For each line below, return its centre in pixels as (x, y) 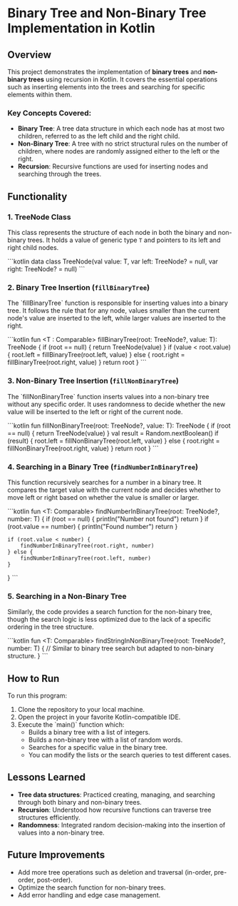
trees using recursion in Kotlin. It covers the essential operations (123, 79)
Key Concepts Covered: (50, 113)
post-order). (55, 880)
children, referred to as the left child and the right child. (99, 136)
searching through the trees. (59, 174)
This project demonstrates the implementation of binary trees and (104, 72)
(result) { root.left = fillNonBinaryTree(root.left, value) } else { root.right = (114, 441)
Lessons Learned (46, 777)
